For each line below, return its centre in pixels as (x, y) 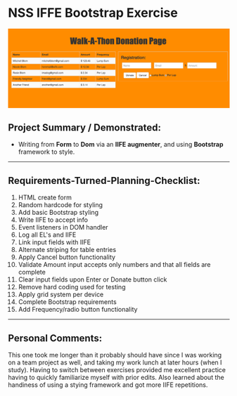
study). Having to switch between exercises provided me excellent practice (117, 370)
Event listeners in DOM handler (63, 227)
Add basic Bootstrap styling (58, 213)
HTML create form (45, 197)
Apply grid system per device (61, 295)
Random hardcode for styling (60, 205)
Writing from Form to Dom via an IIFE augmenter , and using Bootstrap (121, 145)
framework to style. (46, 152)
